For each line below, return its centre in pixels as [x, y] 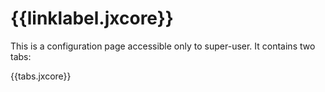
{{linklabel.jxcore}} [92, 18]
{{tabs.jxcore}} [41, 76]
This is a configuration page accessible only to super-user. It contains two [163, 46]
